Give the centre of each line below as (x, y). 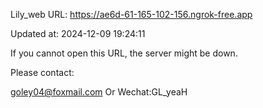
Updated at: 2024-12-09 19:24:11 (78, 33)
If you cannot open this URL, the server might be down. (124, 53)
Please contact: (42, 72)
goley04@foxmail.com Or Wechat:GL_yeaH (99, 92)
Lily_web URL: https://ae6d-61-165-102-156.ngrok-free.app (131, 14)
